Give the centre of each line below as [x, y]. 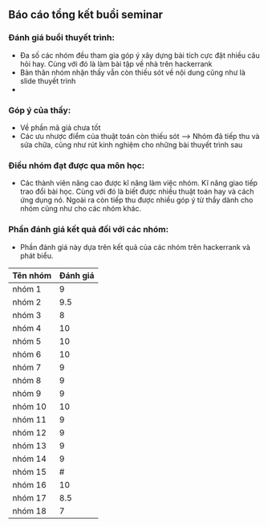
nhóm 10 [29, 406]
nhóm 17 [29, 497]
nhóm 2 [27, 302]
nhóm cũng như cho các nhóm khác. [81, 209]
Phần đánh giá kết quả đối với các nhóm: [89, 230]
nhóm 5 [27, 341]
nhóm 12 [29, 432]
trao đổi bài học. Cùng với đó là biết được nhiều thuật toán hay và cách [137, 192]
